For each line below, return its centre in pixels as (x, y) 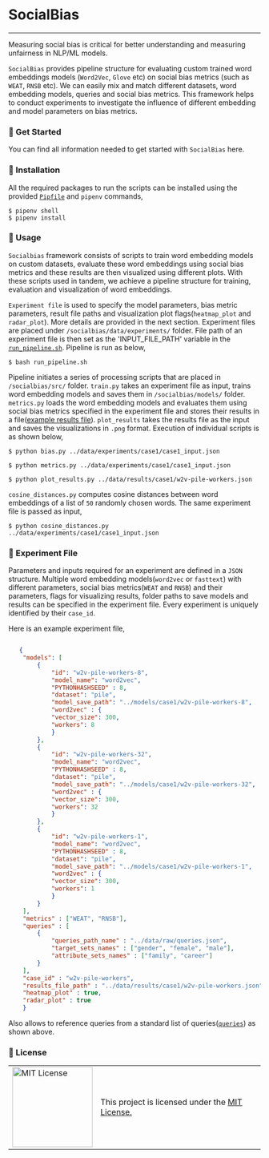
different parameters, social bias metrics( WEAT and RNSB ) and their (115, 587)
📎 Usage (25, 238)
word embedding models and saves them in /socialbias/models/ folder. (127, 393)
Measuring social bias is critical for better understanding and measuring (127, 44)
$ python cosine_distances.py (59, 526)
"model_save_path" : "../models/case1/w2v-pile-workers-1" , (151, 866)
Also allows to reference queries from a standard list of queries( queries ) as (132, 1023)
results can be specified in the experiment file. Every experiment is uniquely (133, 605)
